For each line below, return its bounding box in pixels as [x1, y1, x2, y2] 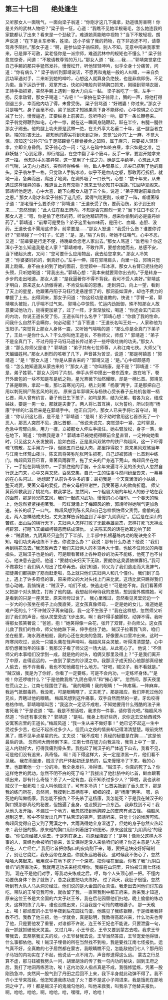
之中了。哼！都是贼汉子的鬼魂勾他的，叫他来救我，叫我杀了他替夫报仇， [9, 983, 158, 989]
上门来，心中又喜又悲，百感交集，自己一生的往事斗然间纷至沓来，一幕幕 [13, 470, 163, 476]
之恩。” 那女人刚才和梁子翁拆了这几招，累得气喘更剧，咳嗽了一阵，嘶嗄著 [5, 194, 155, 200]
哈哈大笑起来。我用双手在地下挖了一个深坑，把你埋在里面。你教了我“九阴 [5, 858, 156, 864]
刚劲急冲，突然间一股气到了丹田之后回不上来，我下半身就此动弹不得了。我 [5, 970, 158, 976]
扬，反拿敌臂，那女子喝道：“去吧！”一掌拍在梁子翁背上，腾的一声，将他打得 [5, 94, 162, 100]
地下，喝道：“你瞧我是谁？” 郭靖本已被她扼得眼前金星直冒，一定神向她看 [9, 432, 159, 438]
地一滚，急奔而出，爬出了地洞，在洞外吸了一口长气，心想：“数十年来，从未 [5, 175, 161, 181]
